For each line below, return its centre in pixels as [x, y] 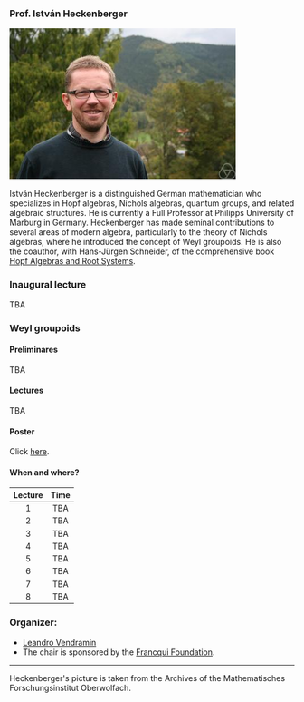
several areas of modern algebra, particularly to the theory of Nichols [138, 232]
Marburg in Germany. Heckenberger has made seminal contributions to [142, 223]
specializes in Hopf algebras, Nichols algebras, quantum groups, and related [152, 203]
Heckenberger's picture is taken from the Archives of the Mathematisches [147, 678]
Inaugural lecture [48, 285]
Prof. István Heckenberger [69, 14]
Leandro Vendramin [59, 642]
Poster [22, 431]
